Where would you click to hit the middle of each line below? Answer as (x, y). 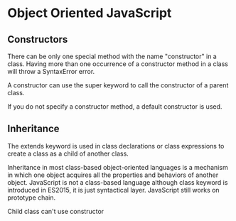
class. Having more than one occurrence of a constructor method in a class (118, 64)
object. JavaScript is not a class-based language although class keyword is (118, 182)
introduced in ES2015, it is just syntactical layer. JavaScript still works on (113, 190)
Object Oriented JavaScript (90, 13)
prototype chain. (32, 198)
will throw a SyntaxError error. (51, 71)
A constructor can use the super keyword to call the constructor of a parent (118, 85)
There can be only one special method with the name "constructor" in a (112, 56)
